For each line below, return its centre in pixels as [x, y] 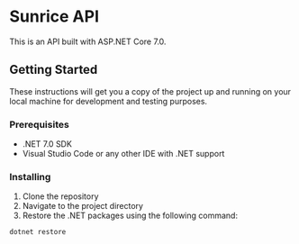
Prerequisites [39, 124]
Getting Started [54, 70]
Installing [30, 176]
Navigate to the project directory [83, 206]
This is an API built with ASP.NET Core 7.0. [88, 41]
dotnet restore [38, 232]
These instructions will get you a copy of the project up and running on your [150, 91]
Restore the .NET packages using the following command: [130, 216]
